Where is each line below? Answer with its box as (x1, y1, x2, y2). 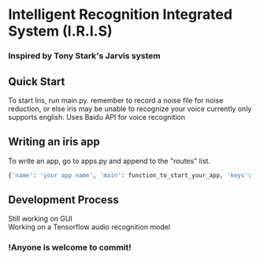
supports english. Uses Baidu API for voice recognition (8, 112, 186, 121)
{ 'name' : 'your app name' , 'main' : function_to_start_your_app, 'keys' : (8, 171, 252, 179)
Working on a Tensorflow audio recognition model (8, 222, 171, 232)
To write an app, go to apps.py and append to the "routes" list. (8, 156, 211, 165)
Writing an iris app (8, 136, 100, 149)
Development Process (8, 193, 120, 206)
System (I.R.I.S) (8, 22, 113, 40)
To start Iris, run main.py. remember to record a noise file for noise (8, 95, 224, 105)
